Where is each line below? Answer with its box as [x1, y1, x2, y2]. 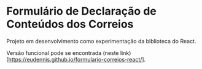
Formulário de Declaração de [6, 4, 157, 18]
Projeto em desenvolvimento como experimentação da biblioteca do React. [6, 37, 196, 45]
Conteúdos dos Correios [6, 17, 134, 31]
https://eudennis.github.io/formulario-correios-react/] [8, 56, 144, 63]
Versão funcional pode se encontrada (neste [6, 49, 119, 56]
